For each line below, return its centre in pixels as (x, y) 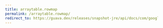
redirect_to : (18, 18)
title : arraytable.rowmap (31, 9)
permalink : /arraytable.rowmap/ (38, 14)
